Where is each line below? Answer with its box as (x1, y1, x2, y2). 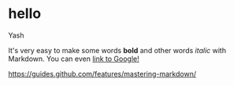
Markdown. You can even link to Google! (8, 54, 139, 63)
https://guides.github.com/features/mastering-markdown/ (8, 69, 197, 78)
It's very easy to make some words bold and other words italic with (8, 45, 227, 55)
